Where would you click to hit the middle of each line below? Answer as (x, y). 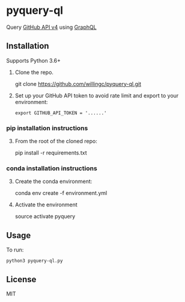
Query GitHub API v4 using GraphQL (52, 27)
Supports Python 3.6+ (34, 60)
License (21, 279)
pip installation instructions (47, 128)
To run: (15, 250)
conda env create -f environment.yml (61, 193)
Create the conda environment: (53, 182)
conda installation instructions (52, 168)
